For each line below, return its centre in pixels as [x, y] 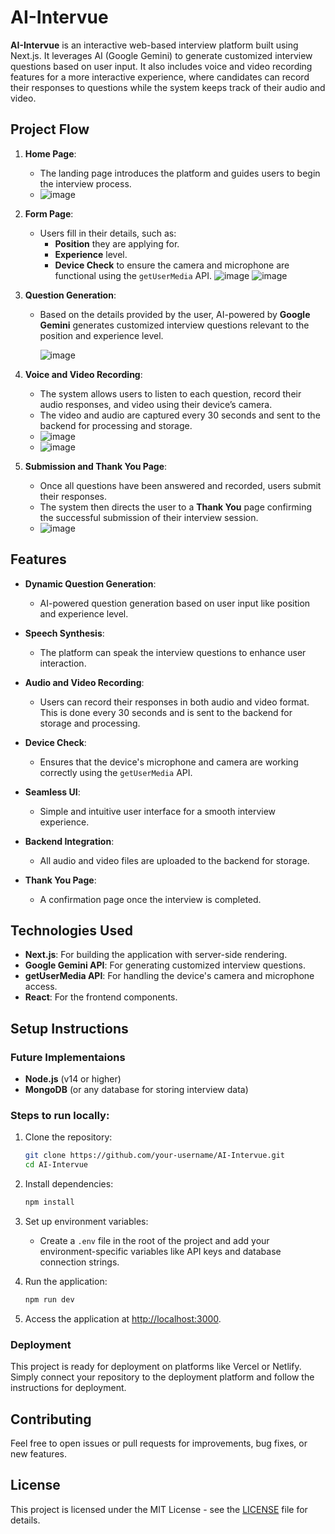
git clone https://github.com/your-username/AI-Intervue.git [155, 1156]
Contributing [51, 1419]
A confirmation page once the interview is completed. [150, 899]
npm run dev [49, 1299]
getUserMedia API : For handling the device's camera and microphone [169, 976]
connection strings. [79, 1262]
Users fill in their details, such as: [108, 233]
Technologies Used [71, 930]
